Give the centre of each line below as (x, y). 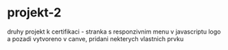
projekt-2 (34, 13)
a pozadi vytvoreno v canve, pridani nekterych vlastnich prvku (95, 38)
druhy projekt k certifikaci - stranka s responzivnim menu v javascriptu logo (114, 32)
